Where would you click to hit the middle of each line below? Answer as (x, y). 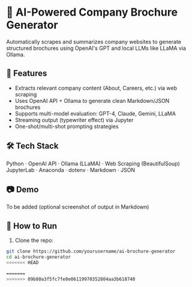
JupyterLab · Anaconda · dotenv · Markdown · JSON (71, 170)
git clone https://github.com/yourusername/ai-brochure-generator (91, 252)
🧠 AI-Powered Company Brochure (92, 12)
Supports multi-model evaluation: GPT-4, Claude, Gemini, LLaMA (95, 113)
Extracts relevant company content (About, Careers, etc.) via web (96, 88)
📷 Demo (22, 189)
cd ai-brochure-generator (38, 257)
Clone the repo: (34, 241)
